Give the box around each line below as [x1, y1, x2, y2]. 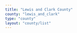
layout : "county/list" [5, 20, 51, 26]
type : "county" [5, 16, 36, 21]
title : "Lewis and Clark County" [5, 7, 73, 12]
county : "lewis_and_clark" [5, 12, 60, 16]
